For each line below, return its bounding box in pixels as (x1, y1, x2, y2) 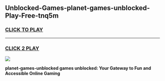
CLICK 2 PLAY (5, 45, 39, 52)
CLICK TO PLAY (5, 27, 43, 33)
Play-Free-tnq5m (5, 12, 59, 20)
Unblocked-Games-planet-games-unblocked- (5, 4, 150, 12)
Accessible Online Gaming (5, 70, 60, 76)
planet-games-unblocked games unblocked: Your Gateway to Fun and (5, 65, 151, 71)
